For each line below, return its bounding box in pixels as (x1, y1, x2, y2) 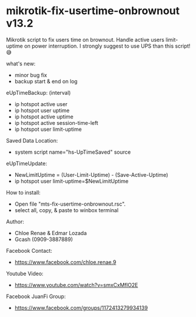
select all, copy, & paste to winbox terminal (14, 206, 119, 213)
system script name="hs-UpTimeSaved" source (14, 148, 131, 156)
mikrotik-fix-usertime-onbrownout (6, 4, 180, 18)
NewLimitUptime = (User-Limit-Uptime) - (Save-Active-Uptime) (14, 171, 168, 178)
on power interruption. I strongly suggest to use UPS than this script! (24, 42, 191, 49)
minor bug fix (14, 71, 47, 78)
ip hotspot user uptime (14, 107, 69, 114)
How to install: (6, 189, 41, 196)
